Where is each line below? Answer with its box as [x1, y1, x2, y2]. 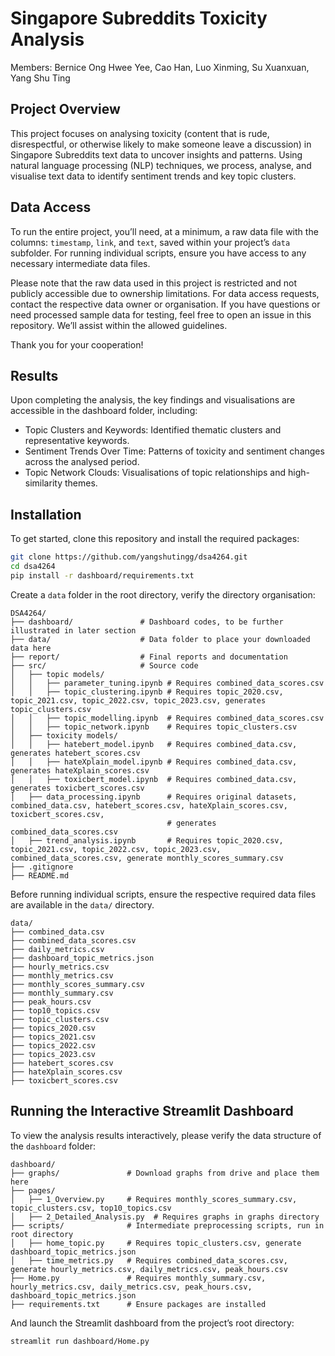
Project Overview [10, 101, 121, 118]
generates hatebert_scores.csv [10, 748, 141, 758]
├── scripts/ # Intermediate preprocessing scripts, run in [10, 1220, 325, 1231]
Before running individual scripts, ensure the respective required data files [10, 888, 317, 900]
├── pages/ [10, 1185, 56, 1196]
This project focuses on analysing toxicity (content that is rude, [10, 127, 270, 139]
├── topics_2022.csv [10, 1040, 97, 1051]
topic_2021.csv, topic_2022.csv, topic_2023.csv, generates [10, 695, 267, 706]
